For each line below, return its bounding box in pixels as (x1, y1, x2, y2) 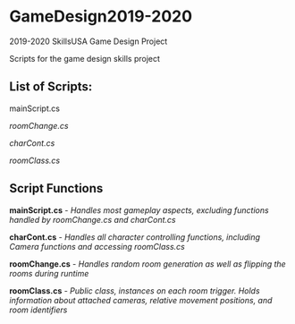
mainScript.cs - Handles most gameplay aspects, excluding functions (9, 204, 270, 216)
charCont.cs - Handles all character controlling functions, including (9, 231, 261, 243)
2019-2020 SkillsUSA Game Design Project (9, 36, 168, 47)
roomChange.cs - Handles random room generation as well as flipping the (9, 258, 286, 269)
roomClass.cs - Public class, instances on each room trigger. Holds (9, 285, 261, 296)
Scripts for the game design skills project (9, 53, 161, 64)
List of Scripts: (9, 79, 93, 95)
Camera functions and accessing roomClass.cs (9, 241, 186, 252)
